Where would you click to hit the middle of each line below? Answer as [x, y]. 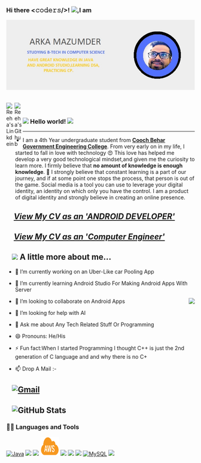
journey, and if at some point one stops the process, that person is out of [105, 178]
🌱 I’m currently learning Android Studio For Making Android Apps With [101, 283]
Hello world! [48, 121]
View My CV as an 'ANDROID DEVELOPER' [94, 216]
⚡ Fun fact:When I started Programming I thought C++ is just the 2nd [99, 348]
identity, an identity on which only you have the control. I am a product [102, 191]
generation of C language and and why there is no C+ [81, 356]
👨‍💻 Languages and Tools [43, 427]
